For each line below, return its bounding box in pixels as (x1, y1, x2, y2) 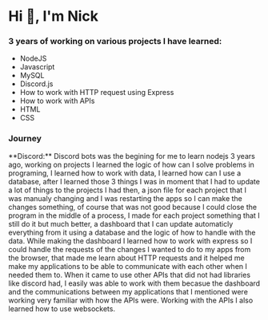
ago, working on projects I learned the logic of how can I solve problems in (8, 160, 254, 169)
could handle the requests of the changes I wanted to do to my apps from (8, 244, 251, 254)
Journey (8, 133, 42, 144)
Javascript (19, 62, 55, 72)
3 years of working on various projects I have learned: (8, 36, 222, 47)
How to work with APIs (19, 96, 95, 106)
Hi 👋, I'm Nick (8, 7, 98, 26)
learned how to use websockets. (8, 303, 116, 314)
